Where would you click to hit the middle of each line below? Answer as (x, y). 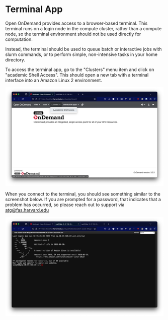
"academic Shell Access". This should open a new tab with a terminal (77, 75)
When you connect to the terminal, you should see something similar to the (83, 194)
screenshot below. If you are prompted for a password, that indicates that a (83, 200)
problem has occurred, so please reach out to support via (65, 205)
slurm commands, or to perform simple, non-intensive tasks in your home (81, 54)
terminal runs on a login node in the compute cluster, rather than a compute (83, 28)
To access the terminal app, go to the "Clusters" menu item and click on (80, 70)
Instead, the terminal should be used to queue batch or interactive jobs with (83, 49)
